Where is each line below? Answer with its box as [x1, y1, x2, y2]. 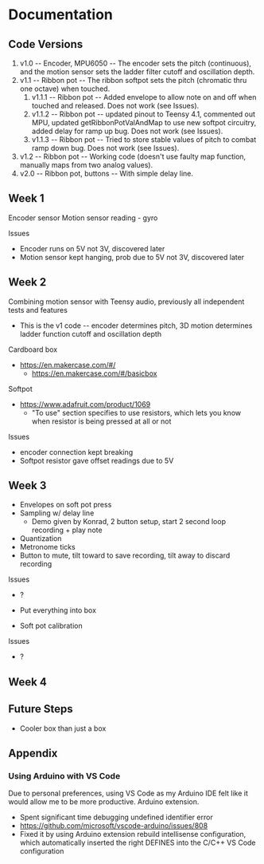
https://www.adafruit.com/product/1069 [19, 399, 151, 408]
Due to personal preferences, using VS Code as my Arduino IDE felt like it [8, 788, 249, 799]
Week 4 [8, 675, 48, 688]
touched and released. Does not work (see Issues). [31, 101, 200, 110]
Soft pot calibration [19, 621, 83, 631]
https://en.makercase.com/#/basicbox [31, 369, 157, 378]
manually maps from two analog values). [19, 160, 153, 169]
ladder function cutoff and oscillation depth [19, 329, 161, 338]
